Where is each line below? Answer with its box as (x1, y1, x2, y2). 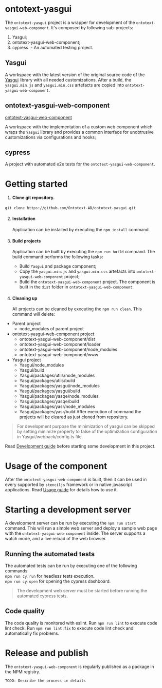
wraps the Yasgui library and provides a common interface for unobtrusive (5, 129, 154, 135)
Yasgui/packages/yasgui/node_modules (19, 383, 100, 389)
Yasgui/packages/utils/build (19, 378, 75, 384)
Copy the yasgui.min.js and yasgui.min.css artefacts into (19, 268, 136, 274)
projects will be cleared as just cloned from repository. (19, 414, 129, 420)
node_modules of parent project (19, 326, 84, 332)
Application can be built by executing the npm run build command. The (12, 249, 155, 255)
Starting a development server (5, 504, 131, 515)
